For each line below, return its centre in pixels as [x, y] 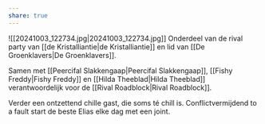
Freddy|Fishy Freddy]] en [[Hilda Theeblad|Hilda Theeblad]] [107, 79]
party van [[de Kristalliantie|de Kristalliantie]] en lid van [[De [107, 46]
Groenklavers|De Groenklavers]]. [63, 55]
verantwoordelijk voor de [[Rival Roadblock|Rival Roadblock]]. [110, 87]
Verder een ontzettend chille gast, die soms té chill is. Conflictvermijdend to [132, 103]
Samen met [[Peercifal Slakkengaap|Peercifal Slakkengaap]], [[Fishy [121, 70]
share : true [28, 15]
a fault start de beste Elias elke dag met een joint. [89, 111]
